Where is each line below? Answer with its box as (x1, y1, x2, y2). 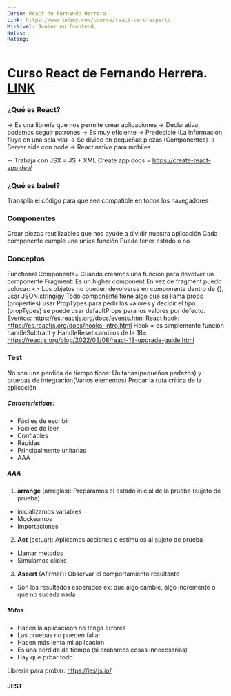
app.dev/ (7, 163, 32, 171)
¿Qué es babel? (7, 180, 61, 190)
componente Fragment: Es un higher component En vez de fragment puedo (7, 277, 222, 285)
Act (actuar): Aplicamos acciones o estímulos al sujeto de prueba (17, 535, 203, 543)
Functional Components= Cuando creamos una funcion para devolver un (7, 270, 214, 278)
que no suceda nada (17, 590, 76, 599)
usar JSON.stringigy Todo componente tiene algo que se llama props (7, 292, 203, 300)
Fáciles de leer (17, 424, 59, 432)
